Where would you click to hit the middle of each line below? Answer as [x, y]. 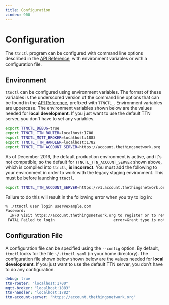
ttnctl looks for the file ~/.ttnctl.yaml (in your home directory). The [77, 253]
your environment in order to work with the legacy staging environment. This [84, 172]
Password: [16, 211]
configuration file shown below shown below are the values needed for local [84, 259]
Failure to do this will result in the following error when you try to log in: [79, 197]
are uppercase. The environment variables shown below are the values [79, 108]
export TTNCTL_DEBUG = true [32, 128]
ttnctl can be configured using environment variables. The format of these [83, 92]
